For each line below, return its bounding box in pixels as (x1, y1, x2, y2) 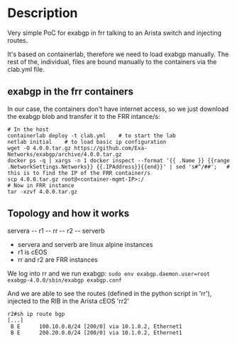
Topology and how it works (7, 208, 130, 220)
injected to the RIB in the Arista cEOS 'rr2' (7, 297, 130, 305)
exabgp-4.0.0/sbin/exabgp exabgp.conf (7, 276, 122, 284)
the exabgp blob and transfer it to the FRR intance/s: (7, 112, 160, 120)
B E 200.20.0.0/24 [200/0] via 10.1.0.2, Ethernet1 (10, 329, 182, 336)
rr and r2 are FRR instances (17, 255, 98, 264)
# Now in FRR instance (7, 181, 75, 189)
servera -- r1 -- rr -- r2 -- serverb (7, 226, 105, 235)
